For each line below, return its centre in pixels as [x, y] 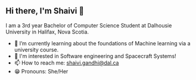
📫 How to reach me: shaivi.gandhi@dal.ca [66, 63]
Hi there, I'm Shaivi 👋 [45, 11]
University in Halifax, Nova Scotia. [47, 32]
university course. [36, 50]
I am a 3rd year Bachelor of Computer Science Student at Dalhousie [89, 25]
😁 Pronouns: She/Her [41, 71]
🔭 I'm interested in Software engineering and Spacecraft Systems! [95, 56]
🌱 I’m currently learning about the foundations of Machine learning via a [102, 43]
